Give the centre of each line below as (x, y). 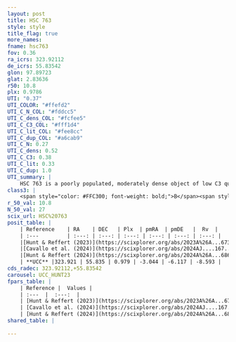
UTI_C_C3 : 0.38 (29, 158)
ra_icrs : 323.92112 (36, 60)
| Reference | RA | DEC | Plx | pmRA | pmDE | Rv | (119, 229)
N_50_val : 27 (26, 210)
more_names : (25, 40)
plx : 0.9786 (25, 92)
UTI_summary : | (29, 177)
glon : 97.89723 (29, 72)
